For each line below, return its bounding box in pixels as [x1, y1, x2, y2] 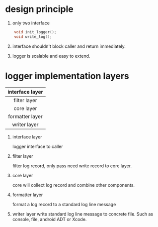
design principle [5, 3, 74, 15]
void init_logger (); [14, 29, 57, 34]
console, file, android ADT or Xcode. [12, 216, 87, 222]
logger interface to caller [12, 143, 63, 149]
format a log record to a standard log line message [12, 201, 116, 207]
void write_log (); [14, 34, 52, 39]
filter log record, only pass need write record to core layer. [12, 163, 132, 169]
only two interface [12, 20, 50, 26]
